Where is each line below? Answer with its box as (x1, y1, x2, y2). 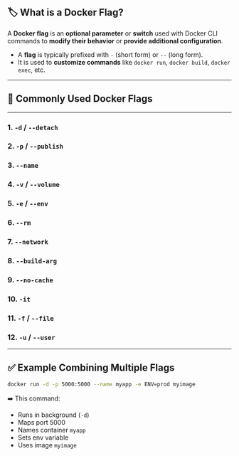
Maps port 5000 (17, 418, 65, 426)
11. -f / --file (7, 313, 55, 323)
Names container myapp (17, 425, 86, 434)
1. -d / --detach (7, 122, 58, 132)
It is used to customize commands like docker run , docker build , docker (17, 58, 230, 66)
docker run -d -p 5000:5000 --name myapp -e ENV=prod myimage (7, 381, 196, 388)
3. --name (7, 160, 39, 170)
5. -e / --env (7, 198, 48, 208)
